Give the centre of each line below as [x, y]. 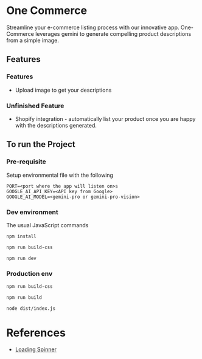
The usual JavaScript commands [47, 225]
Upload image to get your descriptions [63, 90]
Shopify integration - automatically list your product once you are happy [105, 118]
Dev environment [33, 212]
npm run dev [21, 258]
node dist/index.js [31, 308]
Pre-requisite [26, 162]
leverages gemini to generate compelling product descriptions [113, 33]
